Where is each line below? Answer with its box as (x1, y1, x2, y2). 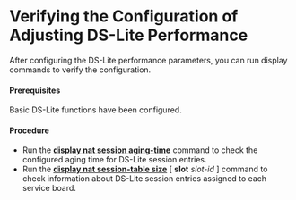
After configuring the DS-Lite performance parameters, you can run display (9, 54, 288, 65)
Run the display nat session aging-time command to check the (22, 145, 258, 155)
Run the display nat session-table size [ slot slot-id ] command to (22, 163, 268, 175)
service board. (22, 183, 76, 194)
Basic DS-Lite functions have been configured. (9, 104, 182, 115)
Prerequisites (9, 85, 61, 96)
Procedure (9, 125, 49, 136)
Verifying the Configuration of (9, 6, 239, 27)
